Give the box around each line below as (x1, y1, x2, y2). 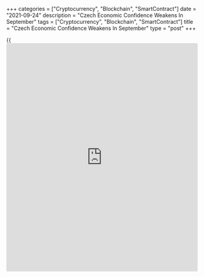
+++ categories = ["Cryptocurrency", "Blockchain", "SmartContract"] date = (6, 5, 197, 12)
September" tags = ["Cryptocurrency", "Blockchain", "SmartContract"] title (6, 18, 193, 25)
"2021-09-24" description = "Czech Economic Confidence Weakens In (6, 12, 183, 19)
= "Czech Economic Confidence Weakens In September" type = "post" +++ (6, 24, 196, 32)
